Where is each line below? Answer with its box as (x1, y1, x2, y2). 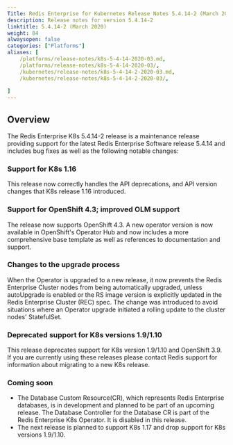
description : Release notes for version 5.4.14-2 (7, 17, 154, 24)
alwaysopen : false (7, 36, 60, 43)
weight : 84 (7, 29, 39, 37)
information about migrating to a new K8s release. (7, 361, 150, 369)
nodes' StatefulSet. (7, 312, 62, 321)
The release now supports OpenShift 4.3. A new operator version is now (7, 220, 214, 229)
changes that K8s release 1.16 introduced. (7, 187, 126, 195)
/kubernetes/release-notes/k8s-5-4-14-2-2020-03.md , (19, 68, 175, 75)
